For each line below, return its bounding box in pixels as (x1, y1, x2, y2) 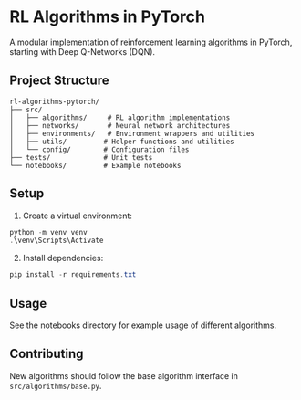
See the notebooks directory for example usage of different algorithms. (9, 320, 277, 331)
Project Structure (9, 73, 109, 89)
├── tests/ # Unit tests (9, 153, 153, 162)
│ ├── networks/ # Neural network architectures (9, 121, 231, 130)
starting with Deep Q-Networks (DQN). (9, 46, 156, 57)
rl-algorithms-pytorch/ (9, 97, 100, 106)
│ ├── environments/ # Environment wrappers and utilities (9, 129, 255, 138)
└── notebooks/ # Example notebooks (9, 161, 182, 170)
